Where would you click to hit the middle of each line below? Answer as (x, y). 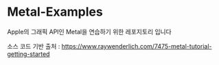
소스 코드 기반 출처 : (34, 46)
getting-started (28, 54)
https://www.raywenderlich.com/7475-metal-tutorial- (137, 46)
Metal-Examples (55, 12)
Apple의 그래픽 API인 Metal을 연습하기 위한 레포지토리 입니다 (89, 31)
